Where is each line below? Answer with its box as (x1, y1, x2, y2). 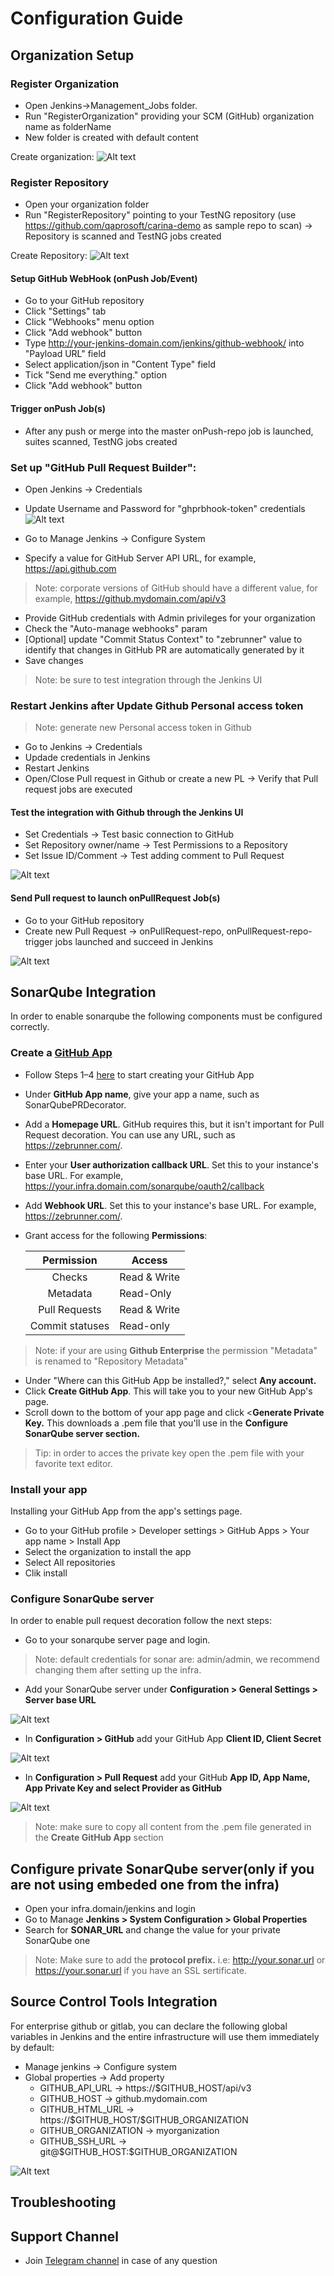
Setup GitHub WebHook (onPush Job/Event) (10, 272, 198, 284)
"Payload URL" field (24, 348, 107, 360)
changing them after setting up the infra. (34, 1664, 202, 1676)
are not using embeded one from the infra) (10, 1876, 280, 1893)
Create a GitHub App (10, 1046, 113, 1060)
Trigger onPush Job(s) (10, 402, 107, 414)
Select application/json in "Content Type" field (24, 358, 216, 371)
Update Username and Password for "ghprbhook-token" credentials (24, 502, 306, 514)
